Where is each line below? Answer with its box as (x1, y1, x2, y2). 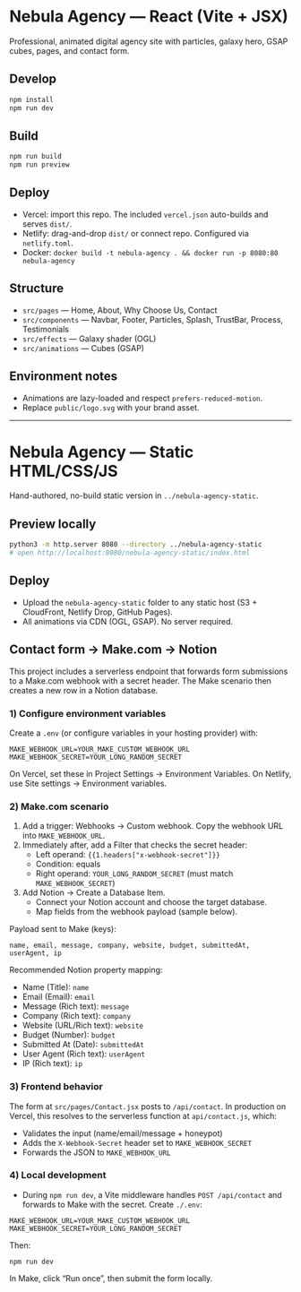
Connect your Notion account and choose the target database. (35, 897, 267, 908)
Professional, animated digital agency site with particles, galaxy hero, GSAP (9, 36, 288, 47)
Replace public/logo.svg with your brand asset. (21, 401, 200, 413)
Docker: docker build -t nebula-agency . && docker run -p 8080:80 (21, 246, 279, 257)
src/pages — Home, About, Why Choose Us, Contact (21, 305, 218, 315)
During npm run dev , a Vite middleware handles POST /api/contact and (21, 1189, 282, 1200)
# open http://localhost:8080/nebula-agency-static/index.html (9, 548, 251, 557)
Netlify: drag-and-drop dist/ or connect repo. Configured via (21, 228, 249, 238)
